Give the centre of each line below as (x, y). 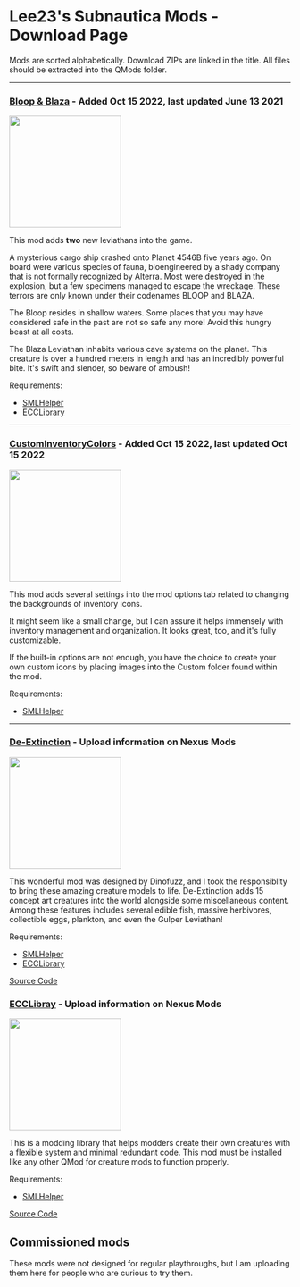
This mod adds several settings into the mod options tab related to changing (150, 594)
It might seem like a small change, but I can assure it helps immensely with (146, 621)
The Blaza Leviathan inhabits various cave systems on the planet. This (138, 349)
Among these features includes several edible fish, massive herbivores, (141, 910)
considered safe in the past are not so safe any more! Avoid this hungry (141, 323)
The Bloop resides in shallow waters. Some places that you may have (137, 313)
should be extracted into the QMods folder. (88, 70)
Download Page (69, 35)
